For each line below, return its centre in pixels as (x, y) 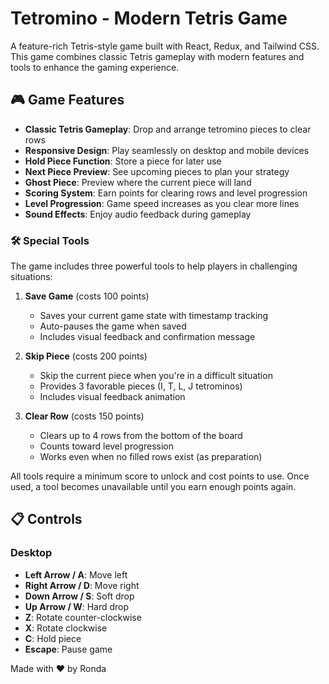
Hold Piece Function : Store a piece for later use (123, 161)
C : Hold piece (53, 638)
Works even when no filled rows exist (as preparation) (151, 457)
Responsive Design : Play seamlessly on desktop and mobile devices (167, 150)
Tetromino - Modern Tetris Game (149, 18)
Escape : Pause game (68, 649)
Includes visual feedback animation (112, 397)
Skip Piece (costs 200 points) (86, 356)
